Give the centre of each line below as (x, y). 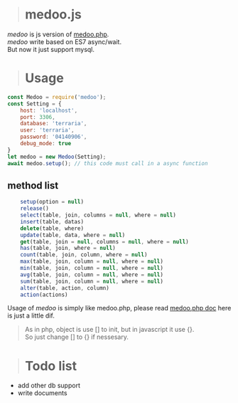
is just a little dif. (31, 315)
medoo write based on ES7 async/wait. (65, 41)
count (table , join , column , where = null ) (84, 255)
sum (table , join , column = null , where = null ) (92, 281)
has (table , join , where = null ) (68, 248)
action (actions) (44, 295)
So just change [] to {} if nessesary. (77, 337)
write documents (42, 393)
